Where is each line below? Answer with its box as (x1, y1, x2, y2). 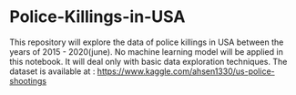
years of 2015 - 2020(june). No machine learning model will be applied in (9, 46, 284, 57)
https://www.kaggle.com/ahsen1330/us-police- (97, 66, 275, 77)
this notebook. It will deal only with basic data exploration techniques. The (9, 56, 288, 67)
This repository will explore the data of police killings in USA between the (9, 37, 284, 47)
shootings (9, 75, 47, 86)
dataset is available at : (9, 66, 96, 77)
